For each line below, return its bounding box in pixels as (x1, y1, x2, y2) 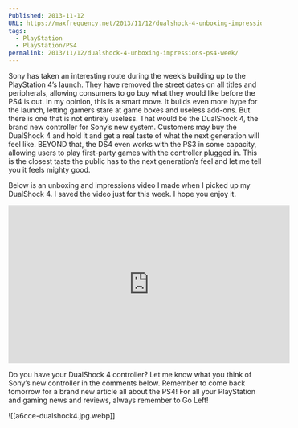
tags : (8, 26, 27, 35)
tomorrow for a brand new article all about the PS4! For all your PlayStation (8, 387, 256, 396)
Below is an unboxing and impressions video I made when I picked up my (8, 181, 251, 190)
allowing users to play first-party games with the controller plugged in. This (8, 148, 258, 157)
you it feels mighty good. (8, 165, 91, 174)
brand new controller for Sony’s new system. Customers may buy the (8, 122, 237, 132)
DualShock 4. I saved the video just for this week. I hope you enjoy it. (8, 190, 237, 198)
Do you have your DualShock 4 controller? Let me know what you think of (8, 370, 252, 379)
